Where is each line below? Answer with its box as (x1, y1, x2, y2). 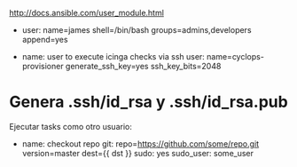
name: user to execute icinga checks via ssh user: (21, 52, 206, 61)
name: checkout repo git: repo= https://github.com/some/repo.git (21, 138, 260, 149)
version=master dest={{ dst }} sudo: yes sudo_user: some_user (21, 147, 254, 158)
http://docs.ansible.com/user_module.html (9, 8, 164, 18)
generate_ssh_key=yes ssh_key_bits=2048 (65, 61, 222, 71)
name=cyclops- (207, 52, 264, 61)
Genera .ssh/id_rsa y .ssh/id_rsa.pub (9, 92, 288, 112)
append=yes (21, 35, 68, 44)
